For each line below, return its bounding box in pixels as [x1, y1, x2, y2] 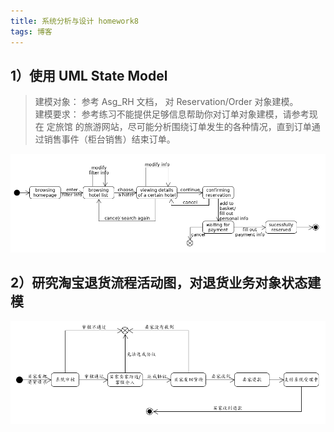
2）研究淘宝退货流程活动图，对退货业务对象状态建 [10, 275, 322, 292]
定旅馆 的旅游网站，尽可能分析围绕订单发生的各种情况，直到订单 [46, 121, 312, 133]
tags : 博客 [10, 26, 53, 37]
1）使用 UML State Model [10, 67, 168, 84]
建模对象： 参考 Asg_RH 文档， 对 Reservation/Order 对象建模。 [34, 96, 299, 108]
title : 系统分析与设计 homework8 [10, 16, 139, 26]
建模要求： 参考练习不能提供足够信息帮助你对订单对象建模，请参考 [34, 108, 310, 120]
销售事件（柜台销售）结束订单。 [43, 133, 176, 145]
